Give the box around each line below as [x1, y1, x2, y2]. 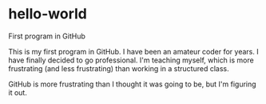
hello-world [8, 5, 88, 23]
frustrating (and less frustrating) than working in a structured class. [8, 63, 229, 73]
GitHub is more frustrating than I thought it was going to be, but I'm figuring [8, 79, 257, 89]
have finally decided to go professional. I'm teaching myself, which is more [8, 55, 254, 65]
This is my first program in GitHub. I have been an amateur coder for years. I [8, 46, 259, 56]
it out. [8, 87, 28, 97]
